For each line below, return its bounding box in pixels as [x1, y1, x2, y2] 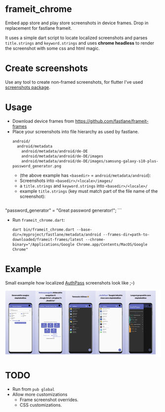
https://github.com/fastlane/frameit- [75, 118, 149, 124]
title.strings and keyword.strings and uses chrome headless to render [5, 40, 155, 46]
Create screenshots [5, 63, 88, 74]
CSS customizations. [19, 402, 62, 408]
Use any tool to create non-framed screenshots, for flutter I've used [5, 79, 143, 85]
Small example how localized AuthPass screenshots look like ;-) [5, 280, 135, 286]
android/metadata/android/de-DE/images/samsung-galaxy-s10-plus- [21, 159, 159, 164]
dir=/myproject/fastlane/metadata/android [12, 232, 101, 237]
